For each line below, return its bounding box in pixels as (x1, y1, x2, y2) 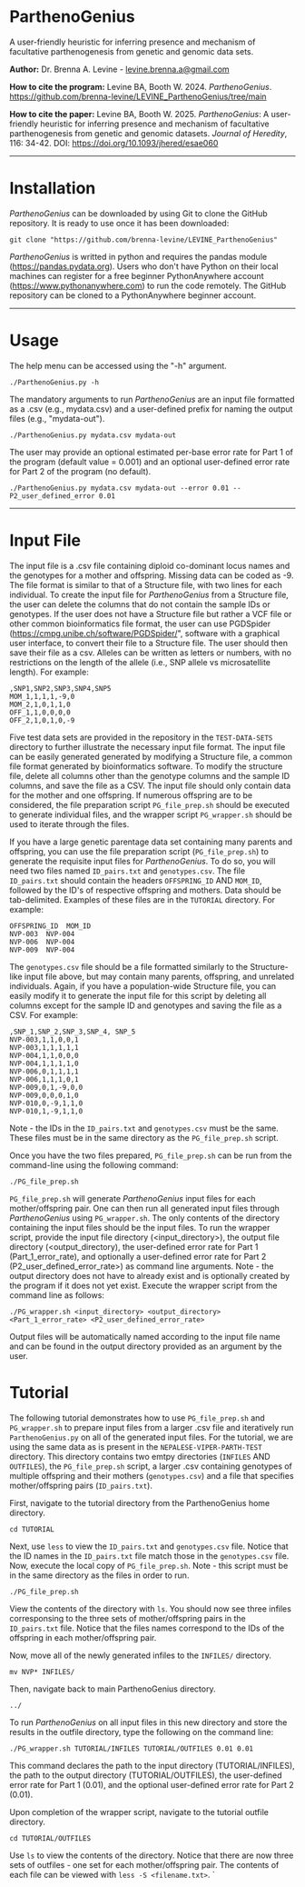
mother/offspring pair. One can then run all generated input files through (9, 1203, 280, 1213)
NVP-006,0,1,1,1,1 (9, 1066, 79, 1076)
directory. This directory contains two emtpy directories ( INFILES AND (9, 1451, 271, 1462)
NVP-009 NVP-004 (9, 945, 75, 954)
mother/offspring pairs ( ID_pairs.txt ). (9, 1480, 152, 1491)
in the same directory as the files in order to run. (9, 1570, 190, 1581)
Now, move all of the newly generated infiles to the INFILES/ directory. (9, 1650, 272, 1661)
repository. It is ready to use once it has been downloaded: (9, 217, 230, 228)
